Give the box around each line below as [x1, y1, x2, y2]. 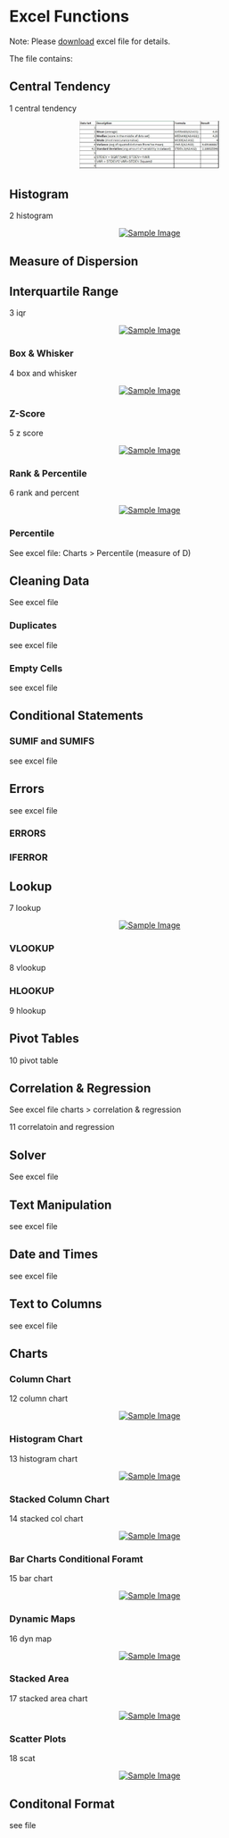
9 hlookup [9, 1005, 46, 1016]
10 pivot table [9, 1055, 59, 1066]
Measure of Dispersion [9, 253, 139, 269]
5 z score [9, 427, 44, 439]
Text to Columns [9, 1296, 102, 1311]
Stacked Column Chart [9, 1493, 110, 1505]
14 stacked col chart [9, 1513, 84, 1523]
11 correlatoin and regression [9, 1122, 115, 1133]
